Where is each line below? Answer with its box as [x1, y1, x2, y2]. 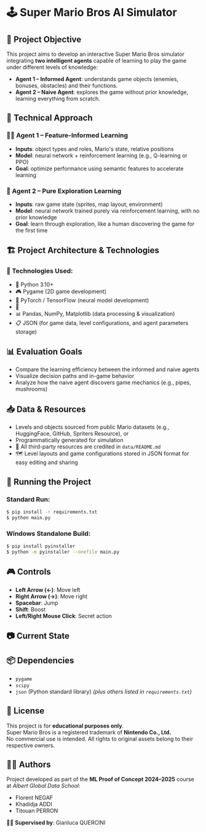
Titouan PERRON [15, 807, 58, 815]
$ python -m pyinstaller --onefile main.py [6, 549, 120, 555]
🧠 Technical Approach [6, 112, 93, 124]
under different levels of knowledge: [6, 63, 98, 71]
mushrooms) [15, 385, 48, 393]
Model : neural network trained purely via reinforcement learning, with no [15, 207, 200, 214]
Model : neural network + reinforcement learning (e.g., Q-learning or [15, 152, 188, 159]
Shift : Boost [15, 605, 46, 613]
